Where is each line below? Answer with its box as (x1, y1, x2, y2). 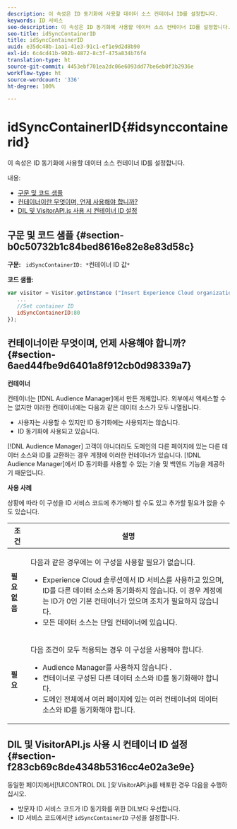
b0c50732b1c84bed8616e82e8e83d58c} (7, 240, 195, 253)
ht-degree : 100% (7, 83, 55, 90)
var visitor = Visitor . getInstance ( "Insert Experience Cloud (7, 289, 194, 296)
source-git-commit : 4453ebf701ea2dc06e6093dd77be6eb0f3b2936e (7, 63, 194, 70)
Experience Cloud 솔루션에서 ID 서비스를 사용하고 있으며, (42, 575, 224, 585)
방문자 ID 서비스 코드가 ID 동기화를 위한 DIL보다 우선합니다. (17, 804, 181, 813)
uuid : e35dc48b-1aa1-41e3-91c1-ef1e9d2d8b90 (7, 43, 140, 50)
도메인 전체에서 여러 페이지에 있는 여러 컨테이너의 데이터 (42, 695, 219, 705)
